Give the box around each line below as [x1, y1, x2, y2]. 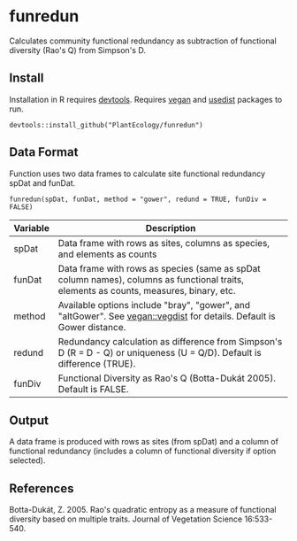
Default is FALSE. [57, 383, 129, 395]
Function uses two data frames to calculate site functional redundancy [9, 168, 266, 179]
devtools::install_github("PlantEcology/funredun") [9, 120, 203, 129]
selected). [9, 455, 46, 466]
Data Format [9, 144, 79, 160]
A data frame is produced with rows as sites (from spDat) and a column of [9, 437, 278, 447]
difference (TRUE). [57, 357, 136, 369]
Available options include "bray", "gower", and [57, 298, 250, 311]
